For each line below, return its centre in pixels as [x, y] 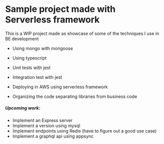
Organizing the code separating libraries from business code [75, 96]
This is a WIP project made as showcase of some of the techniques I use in [82, 33]
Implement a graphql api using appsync [53, 136]
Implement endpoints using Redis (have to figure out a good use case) [84, 131]
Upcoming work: [23, 108]
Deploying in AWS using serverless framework [60, 87]
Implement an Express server [42, 120]
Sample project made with [60, 9]
